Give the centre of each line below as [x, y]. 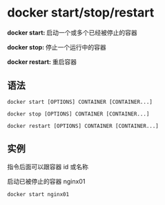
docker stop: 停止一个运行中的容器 [57, 47]
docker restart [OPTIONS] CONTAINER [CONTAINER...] [83, 126]
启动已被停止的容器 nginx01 [46, 181]
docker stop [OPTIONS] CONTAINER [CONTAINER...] [78, 114]
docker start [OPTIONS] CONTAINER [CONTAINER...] [80, 102]
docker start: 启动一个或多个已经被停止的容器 [72, 32]
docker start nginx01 [38, 194]
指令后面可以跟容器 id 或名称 [48, 166]
